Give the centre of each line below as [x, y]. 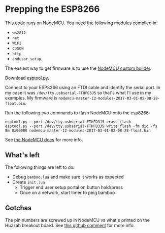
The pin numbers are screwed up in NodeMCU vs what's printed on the [78, 220]
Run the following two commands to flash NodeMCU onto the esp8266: [78, 113]
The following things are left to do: [40, 167]
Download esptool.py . [27, 78]
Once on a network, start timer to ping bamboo [67, 192]
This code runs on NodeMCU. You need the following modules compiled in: [81, 23]
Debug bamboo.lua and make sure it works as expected [68, 177]
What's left [22, 155]
